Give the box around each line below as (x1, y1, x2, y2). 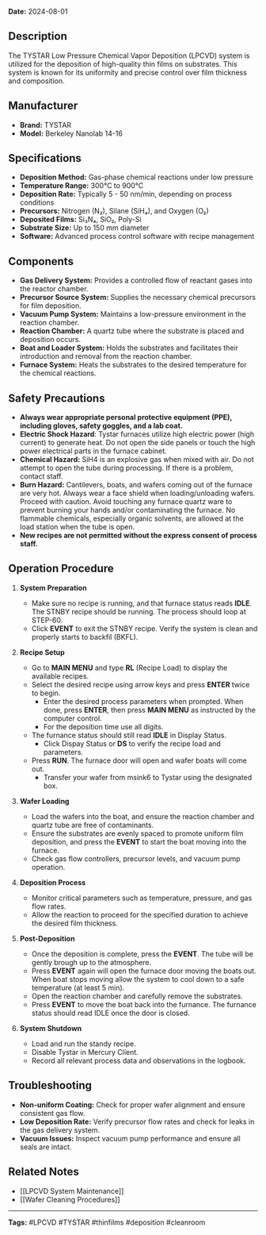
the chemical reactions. (19, 368, 97, 378)
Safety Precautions (8, 391, 105, 405)
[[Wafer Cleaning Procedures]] (19, 1195, 120, 1204)
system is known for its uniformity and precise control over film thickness (8, 67, 248, 77)
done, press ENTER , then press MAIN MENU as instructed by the (43, 705, 256, 714)
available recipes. (31, 671, 89, 681)
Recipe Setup (19, 647, 65, 657)
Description (8, 29, 67, 43)
